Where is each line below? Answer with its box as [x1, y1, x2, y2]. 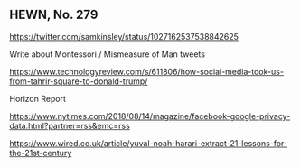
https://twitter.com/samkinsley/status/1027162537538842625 [9, 31, 239, 42]
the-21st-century [9, 147, 72, 158]
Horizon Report [9, 93, 66, 104]
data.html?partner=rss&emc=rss [9, 120, 131, 131]
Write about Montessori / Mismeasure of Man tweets [9, 49, 206, 60]
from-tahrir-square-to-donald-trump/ [9, 76, 148, 87]
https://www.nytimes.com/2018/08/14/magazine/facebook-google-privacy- [9, 110, 291, 121]
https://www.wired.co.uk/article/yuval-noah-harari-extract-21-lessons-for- [9, 137, 287, 148]
